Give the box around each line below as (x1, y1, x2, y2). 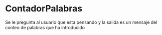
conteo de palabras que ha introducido (5, 24, 85, 30)
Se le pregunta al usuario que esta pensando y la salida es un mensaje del (5, 19, 158, 25)
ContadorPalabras (5, 3, 83, 14)
